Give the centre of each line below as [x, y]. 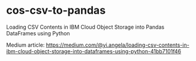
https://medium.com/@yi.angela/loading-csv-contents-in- [118, 45]
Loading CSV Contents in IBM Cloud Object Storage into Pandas [85, 27]
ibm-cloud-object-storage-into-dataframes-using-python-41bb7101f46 [94, 51]
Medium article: [25, 45]
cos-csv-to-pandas [56, 10]
